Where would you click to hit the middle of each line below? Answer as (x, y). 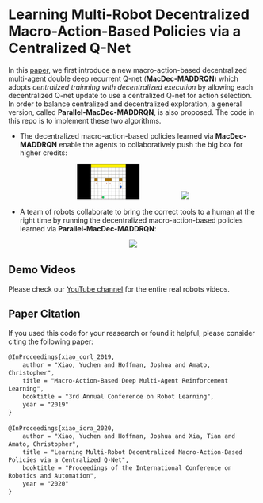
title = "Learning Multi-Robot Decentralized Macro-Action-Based (133, 452)
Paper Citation (44, 314)
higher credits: (43, 153)
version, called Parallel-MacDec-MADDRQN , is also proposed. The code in (131, 112)
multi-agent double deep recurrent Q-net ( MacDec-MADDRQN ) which (124, 78)
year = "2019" (46, 404)
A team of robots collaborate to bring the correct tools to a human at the (137, 212)
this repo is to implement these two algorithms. (85, 120)
